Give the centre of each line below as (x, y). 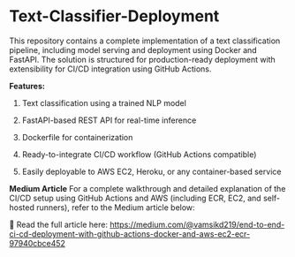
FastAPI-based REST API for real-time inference (109, 120)
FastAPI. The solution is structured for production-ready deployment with (142, 59)
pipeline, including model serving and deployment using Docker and (133, 49)
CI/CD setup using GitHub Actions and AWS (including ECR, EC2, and (136, 198)
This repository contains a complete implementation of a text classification (145, 41)
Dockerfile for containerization (77, 137)
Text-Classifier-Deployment (114, 16)
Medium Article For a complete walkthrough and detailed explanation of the (147, 188)
